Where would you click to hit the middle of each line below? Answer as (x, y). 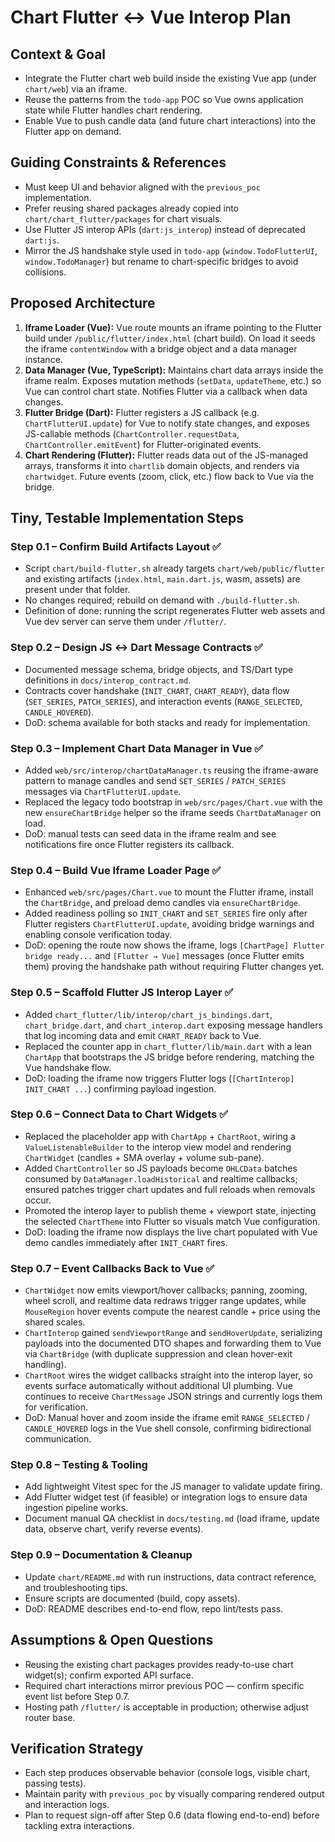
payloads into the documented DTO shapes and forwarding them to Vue (173, 1343)
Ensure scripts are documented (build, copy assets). (132, 1598)
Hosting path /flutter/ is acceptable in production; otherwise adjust (166, 1707)
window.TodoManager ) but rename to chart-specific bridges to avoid (161, 261)
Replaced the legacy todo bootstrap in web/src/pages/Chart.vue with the (173, 802)
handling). (45, 1365)
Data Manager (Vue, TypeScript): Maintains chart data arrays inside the (174, 370)
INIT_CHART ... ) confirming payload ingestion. (120, 1088)
